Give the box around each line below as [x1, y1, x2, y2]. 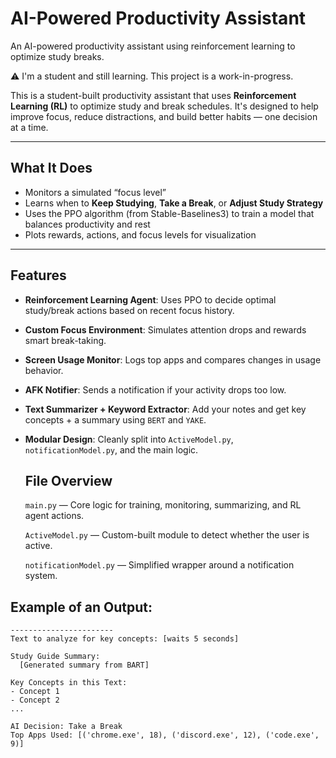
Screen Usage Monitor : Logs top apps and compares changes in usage [24, 353, 322, 366]
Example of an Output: [10, 598, 153, 616]
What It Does [10, 160, 93, 177]
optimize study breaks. [10, 50, 105, 62]
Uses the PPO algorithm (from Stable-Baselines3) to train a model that [24, 207, 315, 219]
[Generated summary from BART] [19, 660, 150, 671]
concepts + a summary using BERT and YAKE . [24, 413, 207, 426]
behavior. [24, 364, 64, 376]
